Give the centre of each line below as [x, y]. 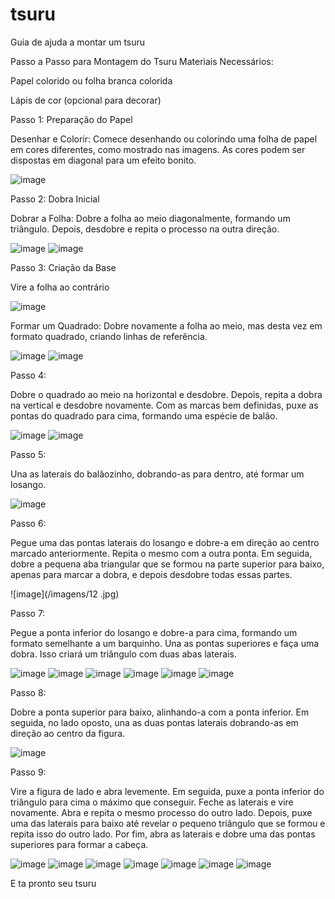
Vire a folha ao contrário [60, 287]
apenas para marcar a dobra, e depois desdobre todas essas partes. [151, 574]
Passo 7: [28, 613]
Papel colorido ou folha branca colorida [91, 80]
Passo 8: [28, 692]
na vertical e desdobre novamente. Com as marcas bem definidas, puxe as [164, 405]
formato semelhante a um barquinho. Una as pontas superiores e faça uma [165, 643]
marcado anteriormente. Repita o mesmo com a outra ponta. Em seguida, [161, 553]
